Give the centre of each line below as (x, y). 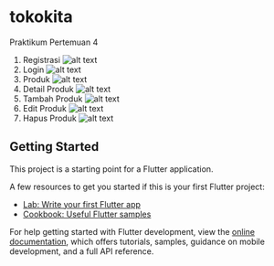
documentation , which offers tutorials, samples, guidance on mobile (137, 241)
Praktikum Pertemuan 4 (54, 42)
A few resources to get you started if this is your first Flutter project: (137, 186)
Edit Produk (44, 108)
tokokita (41, 17)
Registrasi (42, 59)
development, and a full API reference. (82, 251)
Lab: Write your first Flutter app (82, 204)
